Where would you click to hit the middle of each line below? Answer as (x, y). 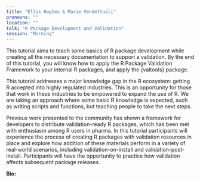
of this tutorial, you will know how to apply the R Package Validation (89, 64)
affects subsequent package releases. (53, 162)
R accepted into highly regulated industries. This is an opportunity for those (99, 87)
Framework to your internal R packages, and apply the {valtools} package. (98, 70)
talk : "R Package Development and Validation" (65, 28)
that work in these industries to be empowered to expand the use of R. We (98, 94)
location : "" (22, 23)
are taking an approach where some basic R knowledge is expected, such (97, 100)
